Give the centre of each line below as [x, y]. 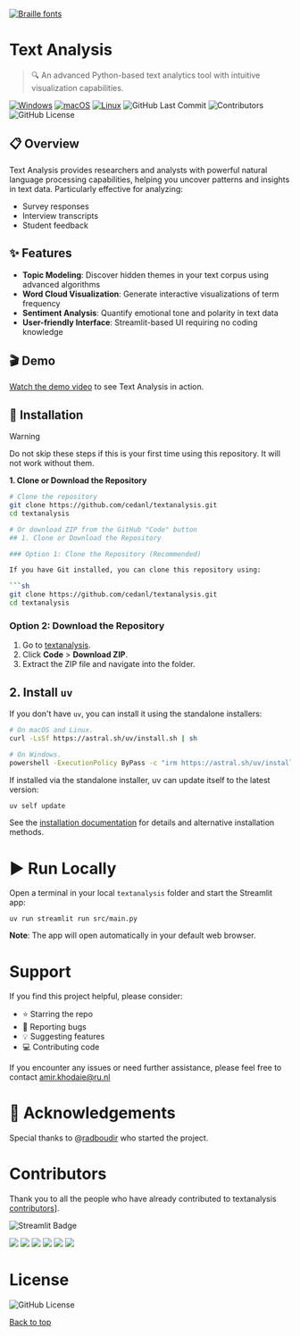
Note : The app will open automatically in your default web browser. [133, 935]
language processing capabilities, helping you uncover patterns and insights [150, 180]
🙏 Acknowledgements [92, 1113]
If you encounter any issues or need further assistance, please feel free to [146, 1068]
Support [40, 971]
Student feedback [55, 225]
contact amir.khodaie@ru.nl [60, 1077]
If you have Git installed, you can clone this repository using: [135, 570]
